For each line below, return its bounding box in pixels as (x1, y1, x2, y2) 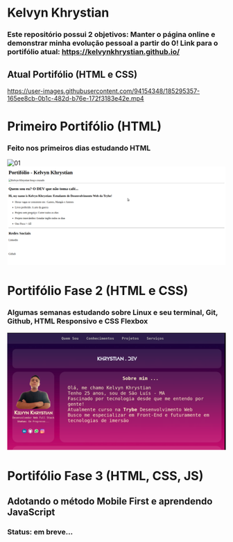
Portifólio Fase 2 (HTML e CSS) (7, 283, 189, 299)
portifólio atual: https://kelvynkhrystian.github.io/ (7, 47, 180, 57)
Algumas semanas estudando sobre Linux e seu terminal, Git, (7, 307, 218, 317)
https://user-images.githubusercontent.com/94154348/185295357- (7, 87, 200, 95)
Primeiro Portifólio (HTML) (7, 119, 162, 135)
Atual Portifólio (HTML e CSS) (7, 68, 137, 81)
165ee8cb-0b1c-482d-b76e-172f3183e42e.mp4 (7, 94, 144, 102)
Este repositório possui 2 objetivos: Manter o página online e (7, 30, 216, 40)
